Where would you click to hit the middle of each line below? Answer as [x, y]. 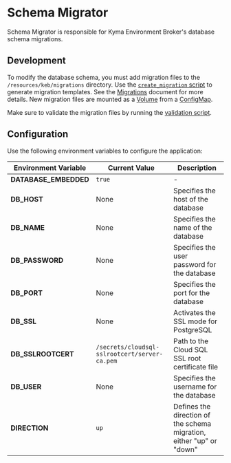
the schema [192, 423]
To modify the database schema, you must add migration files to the [104, 77]
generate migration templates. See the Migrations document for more [106, 91]
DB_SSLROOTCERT [42, 354]
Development [37, 61]
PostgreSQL [192, 330]
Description [197, 168]
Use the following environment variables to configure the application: [105, 151]
